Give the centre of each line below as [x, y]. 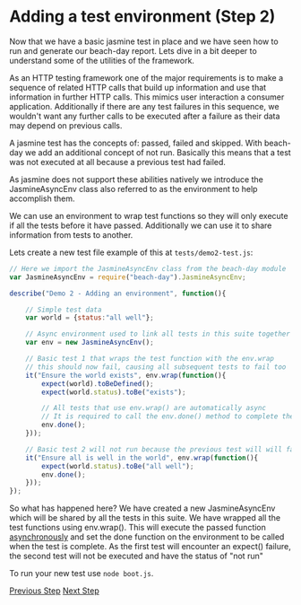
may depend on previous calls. [66, 125]
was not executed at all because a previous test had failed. [118, 162]
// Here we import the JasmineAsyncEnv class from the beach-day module [148, 268]
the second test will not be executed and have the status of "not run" [137, 556]
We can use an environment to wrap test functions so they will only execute [149, 215]
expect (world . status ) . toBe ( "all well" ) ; [118, 466]
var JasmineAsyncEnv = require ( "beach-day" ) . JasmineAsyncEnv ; [128, 277]
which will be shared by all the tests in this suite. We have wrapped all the [145, 518]
